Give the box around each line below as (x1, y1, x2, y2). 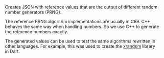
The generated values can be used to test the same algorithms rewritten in (5, 38, 156, 44)
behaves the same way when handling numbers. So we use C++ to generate (5, 24, 159, 29)
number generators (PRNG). (5, 9, 62, 15)
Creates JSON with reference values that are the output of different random (5, 4, 158, 10)
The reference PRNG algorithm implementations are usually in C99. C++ (5, 19, 151, 24)
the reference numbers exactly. (5, 29, 69, 34)
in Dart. (5, 48, 20, 54)
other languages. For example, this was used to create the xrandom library (5, 43, 156, 49)
